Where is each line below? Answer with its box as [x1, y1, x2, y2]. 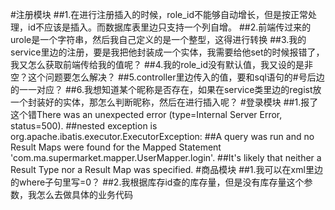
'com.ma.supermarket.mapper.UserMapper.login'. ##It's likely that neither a [10, 152, 322, 163]
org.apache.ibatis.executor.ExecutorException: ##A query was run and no [10, 131, 315, 142]
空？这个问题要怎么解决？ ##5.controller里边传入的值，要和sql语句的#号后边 [10, 71, 325, 83]
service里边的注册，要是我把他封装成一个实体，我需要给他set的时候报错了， [10, 46, 325, 58]
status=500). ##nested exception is [10, 120, 158, 132]
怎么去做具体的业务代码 [36, 189, 133, 200]
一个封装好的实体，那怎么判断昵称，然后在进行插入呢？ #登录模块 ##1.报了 [10, 96, 319, 108]
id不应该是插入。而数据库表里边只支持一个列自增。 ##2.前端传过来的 [27, 21, 312, 33]
